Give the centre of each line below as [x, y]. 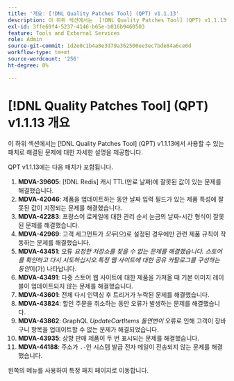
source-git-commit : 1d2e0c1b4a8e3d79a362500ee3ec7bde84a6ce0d [100, 46]
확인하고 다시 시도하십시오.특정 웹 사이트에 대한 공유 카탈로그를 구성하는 [123, 260]
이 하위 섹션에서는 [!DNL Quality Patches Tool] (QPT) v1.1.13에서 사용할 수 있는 [116, 143]
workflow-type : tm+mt [39, 53]
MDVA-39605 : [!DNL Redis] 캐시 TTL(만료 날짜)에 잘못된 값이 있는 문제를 [119, 181]
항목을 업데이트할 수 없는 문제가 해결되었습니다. [95, 329]
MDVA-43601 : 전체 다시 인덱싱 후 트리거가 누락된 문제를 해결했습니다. [114, 294]
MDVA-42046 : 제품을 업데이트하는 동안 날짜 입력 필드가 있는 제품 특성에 [117, 199]
